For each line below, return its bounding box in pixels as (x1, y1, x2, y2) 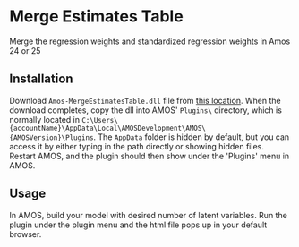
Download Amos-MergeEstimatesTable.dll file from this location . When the (9, 95, 281, 106)
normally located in (9, 114, 81, 124)
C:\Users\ (81, 115, 118, 124)
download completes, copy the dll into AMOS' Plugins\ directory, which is (9, 105, 282, 115)
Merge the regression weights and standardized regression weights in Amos (9, 36, 291, 47)
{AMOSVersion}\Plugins (9, 132, 94, 142)
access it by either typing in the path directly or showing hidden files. (9, 141, 264, 151)
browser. (9, 228, 42, 239)
